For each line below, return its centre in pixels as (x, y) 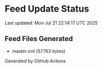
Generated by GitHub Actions (35, 61)
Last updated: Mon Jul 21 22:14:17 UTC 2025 (51, 23)
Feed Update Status (47, 9)
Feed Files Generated (39, 39)
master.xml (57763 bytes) (39, 51)
